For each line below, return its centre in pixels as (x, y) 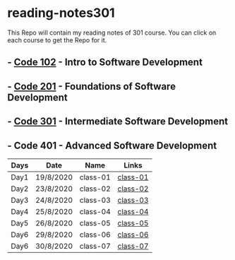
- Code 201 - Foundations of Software (92, 86)
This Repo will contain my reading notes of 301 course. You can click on (112, 32)
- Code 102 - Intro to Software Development (105, 63)
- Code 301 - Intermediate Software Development (117, 122)
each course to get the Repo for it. (57, 40)
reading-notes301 (61, 13)
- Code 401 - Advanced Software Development (112, 145)
